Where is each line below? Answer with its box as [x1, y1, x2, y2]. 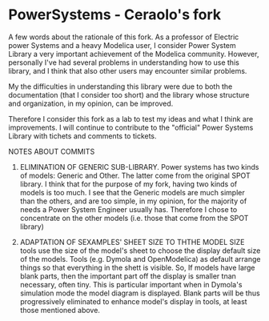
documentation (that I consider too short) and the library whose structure [8, 90, 250, 99]
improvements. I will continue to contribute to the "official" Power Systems [8, 122, 254, 132]
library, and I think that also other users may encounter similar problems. [8, 66, 247, 75]
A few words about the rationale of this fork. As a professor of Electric [8, 32, 239, 42]
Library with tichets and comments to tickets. [8, 130, 158, 141]
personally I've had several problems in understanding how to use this [8, 58, 240, 67]
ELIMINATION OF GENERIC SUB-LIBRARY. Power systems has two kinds [19, 162, 259, 171]
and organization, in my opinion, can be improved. [8, 98, 174, 108]
